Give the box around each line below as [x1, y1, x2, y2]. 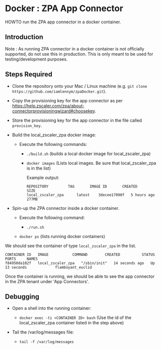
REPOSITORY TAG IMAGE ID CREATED [26, 184, 138, 189]
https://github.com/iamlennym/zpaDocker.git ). [12, 88, 107, 94]
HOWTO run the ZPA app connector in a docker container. [5, 19, 121, 25]
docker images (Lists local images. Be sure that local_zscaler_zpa [26, 160, 157, 166]
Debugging [5, 292, 40, 301]
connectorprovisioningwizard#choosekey [12, 108, 95, 114]
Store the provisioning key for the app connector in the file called [12, 117, 142, 123]
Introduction [5, 33, 44, 41]
